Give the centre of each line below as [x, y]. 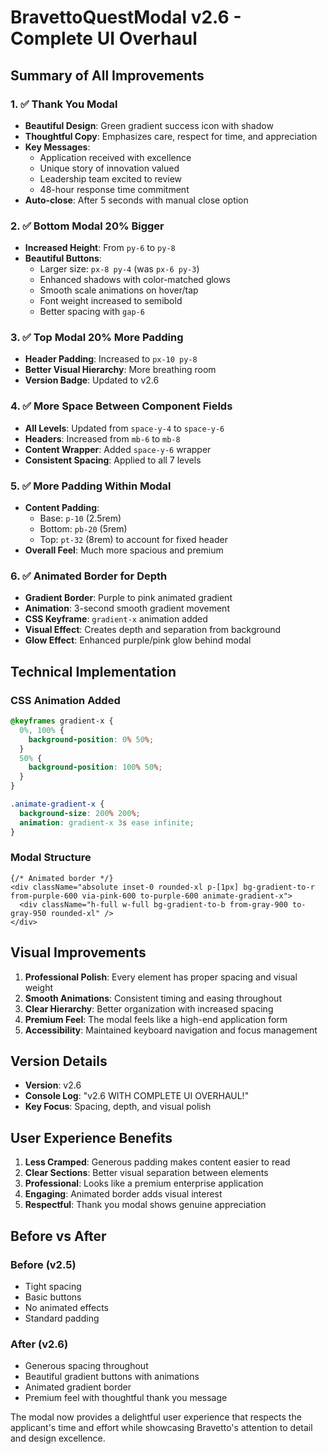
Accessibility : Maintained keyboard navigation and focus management [171, 1030]
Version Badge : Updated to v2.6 [92, 380]
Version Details [59, 1061]
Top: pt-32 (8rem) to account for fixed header [133, 540]
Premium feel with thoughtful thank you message [126, 1398]
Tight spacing [53, 1286]
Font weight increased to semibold [111, 301]
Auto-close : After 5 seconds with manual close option [136, 200]
